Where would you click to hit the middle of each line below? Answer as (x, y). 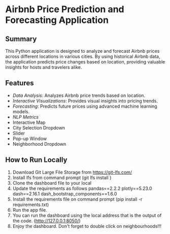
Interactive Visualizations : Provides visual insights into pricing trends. (85, 101)
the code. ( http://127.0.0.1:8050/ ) (47, 221)
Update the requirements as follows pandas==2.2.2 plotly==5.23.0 (82, 188)
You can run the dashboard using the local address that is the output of (87, 215)
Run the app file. (30, 210)
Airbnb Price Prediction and (65, 9)
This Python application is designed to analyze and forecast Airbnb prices (82, 51)
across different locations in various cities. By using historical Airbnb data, (83, 56)
